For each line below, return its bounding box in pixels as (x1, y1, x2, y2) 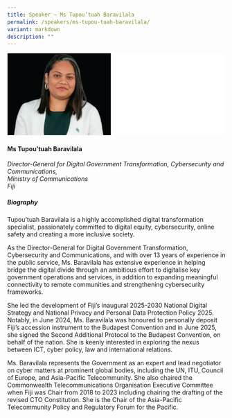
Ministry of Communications (7, 175, 89, 183)
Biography (7, 198, 38, 206)
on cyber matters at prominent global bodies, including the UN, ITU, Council (7, 366, 224, 374)
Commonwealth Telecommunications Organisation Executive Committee (7, 381, 213, 390)
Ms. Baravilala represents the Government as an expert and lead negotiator (7, 359, 222, 367)
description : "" (7, 33, 54, 40)
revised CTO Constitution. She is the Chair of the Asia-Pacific (7, 396, 182, 404)
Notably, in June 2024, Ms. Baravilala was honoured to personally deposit (7, 316, 218, 324)
